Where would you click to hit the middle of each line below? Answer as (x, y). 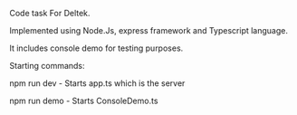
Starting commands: (47, 66)
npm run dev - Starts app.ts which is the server (97, 83)
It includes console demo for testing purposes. (96, 48)
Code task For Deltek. (50, 13)
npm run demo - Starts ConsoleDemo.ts (84, 101)
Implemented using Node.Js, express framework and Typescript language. (148, 30)
